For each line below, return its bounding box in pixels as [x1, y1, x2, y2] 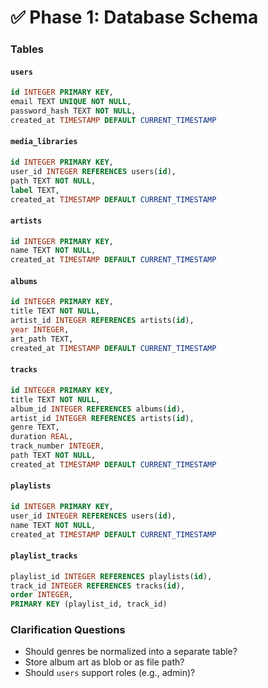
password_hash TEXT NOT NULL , [10, 106, 137, 116]
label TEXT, [10, 185, 60, 195]
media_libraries [10, 137, 78, 147]
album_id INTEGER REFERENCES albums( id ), [10, 404, 186, 414]
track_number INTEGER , [10, 441, 105, 451]
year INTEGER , [10, 325, 70, 335]
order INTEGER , [10, 590, 74, 600]
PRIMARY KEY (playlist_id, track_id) [10, 599, 168, 610]
